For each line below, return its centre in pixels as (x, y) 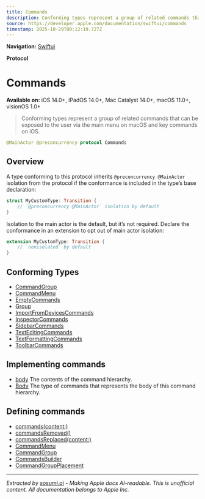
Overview (25, 162)
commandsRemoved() (43, 433)
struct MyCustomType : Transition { (52, 201)
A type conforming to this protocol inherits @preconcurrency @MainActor (96, 176)
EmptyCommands (38, 299)
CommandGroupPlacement (49, 465)
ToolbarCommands (39, 345)
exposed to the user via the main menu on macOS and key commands (109, 125)
